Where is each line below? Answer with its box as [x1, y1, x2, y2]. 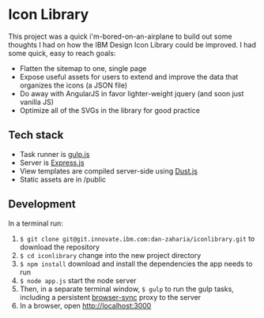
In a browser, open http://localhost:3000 [19, 301, 152, 310]
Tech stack [8, 129, 64, 142]
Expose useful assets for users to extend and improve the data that [19, 72, 239, 81]
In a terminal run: [8, 219, 63, 228]
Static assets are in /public [19, 174, 107, 184]
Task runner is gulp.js [19, 149, 90, 159]
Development [8, 197, 77, 211]
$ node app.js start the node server [19, 275, 137, 285]
